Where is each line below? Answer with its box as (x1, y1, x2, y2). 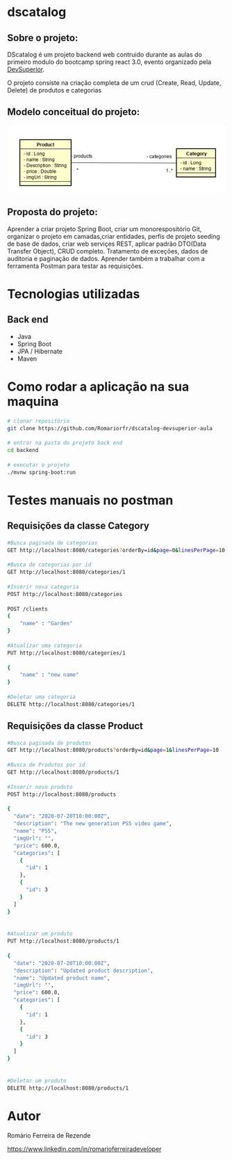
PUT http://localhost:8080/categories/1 (7, 649, 126, 657)
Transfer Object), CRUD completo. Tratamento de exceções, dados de (7, 246, 208, 255)
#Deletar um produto (7, 1077, 67, 1084)
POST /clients (7, 605, 49, 613)
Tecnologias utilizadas (7, 286, 140, 301)
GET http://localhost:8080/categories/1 (7, 569, 126, 576)
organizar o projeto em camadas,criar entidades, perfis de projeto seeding (7, 232, 220, 240)
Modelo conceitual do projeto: (7, 106, 140, 118)
